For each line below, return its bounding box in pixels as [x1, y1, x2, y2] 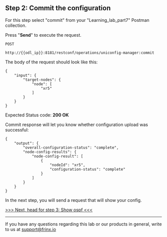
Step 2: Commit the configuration [5, 4, 111, 12]
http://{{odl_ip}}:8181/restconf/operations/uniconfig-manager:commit [5, 50, 155, 55]
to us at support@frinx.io [5, 226, 56, 232]
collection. [5, 22, 27, 28]
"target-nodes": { [23, 77, 61, 82]
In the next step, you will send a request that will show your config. [5, 197, 142, 203]
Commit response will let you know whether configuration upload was [5, 121, 148, 127]
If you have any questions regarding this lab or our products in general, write [5, 221, 162, 227]
